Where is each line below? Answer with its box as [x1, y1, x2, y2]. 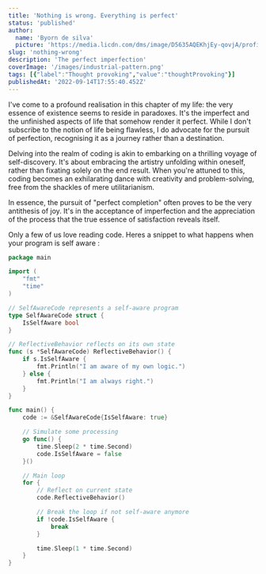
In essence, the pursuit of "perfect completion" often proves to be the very [8, 197, 252, 207]
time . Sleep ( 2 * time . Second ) [36, 443, 133, 450]
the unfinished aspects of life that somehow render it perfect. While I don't [8, 116, 251, 126]
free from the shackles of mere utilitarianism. [8, 182, 154, 192]
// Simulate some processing [22, 428, 119, 436]
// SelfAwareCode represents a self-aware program [8, 304, 179, 312]
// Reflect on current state [36, 486, 133, 495]
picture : [15, 41, 44, 49]
